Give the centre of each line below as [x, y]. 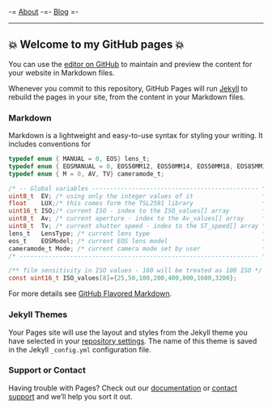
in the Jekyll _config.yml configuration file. [80, 349]
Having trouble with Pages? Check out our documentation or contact [123, 388]
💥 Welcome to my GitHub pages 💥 [96, 45]
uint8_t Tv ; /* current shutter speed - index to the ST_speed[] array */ [139, 226]
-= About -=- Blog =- [44, 12]
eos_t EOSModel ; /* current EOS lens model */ [139, 241]
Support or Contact [47, 370]
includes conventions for [50, 144]
